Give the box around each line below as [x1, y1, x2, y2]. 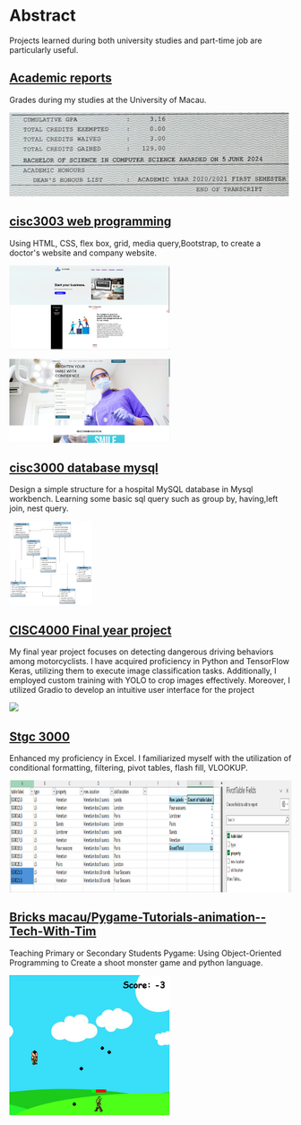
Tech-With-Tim [9, 924, 97, 939]
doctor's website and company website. [9, 247, 157, 258]
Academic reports [9, 71, 112, 86]
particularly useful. [9, 44, 79, 55]
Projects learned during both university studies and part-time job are [9, 35, 262, 46]
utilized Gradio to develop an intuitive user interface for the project [9, 685, 255, 696]
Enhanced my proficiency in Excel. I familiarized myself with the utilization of [9, 753, 292, 763]
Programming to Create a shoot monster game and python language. [9, 956, 263, 968]
